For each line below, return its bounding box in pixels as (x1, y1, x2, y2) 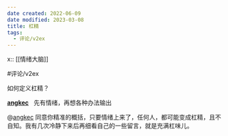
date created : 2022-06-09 (7, 10, 81, 17)
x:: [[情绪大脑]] (7, 55, 49, 64)
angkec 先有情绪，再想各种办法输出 (7, 98, 112, 107)
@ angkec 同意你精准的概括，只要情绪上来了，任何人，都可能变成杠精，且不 (7, 113, 221, 122)
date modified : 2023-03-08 (7, 16, 84, 23)
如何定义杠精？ (7, 84, 49, 92)
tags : (7, 29, 23, 36)
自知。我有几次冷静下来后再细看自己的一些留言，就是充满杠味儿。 (7, 122, 193, 130)
